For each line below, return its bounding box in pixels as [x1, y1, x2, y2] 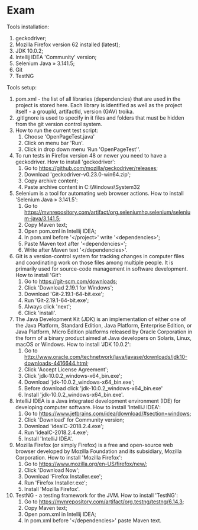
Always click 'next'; [24, 303, 72, 310]
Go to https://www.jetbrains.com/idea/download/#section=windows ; [24, 410, 191, 417]
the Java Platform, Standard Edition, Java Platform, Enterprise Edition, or [15, 322, 192, 329]
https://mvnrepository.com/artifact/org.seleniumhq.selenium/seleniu [24, 208, 191, 216]
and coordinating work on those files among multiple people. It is [15, 259, 174, 266]
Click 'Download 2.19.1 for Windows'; [24, 284, 114, 291]
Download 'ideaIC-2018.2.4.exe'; [24, 422, 104, 429]
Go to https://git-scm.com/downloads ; [24, 278, 118, 285]
